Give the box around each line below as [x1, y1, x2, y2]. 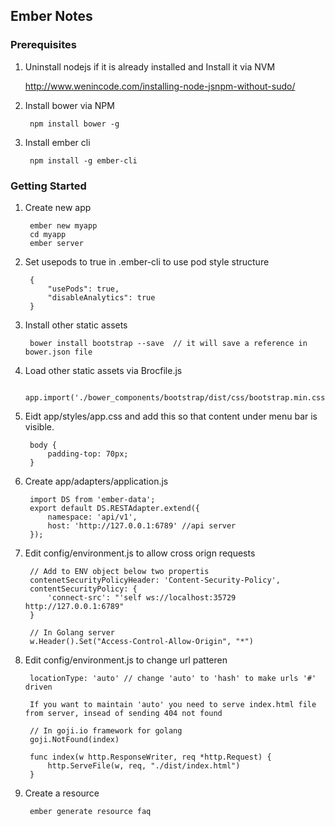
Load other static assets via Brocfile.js [24, 364, 183, 376]
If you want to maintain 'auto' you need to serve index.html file [29, 699, 317, 709]
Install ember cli [24, 136, 91, 148]
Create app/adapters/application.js [24, 475, 169, 487]
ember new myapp [29, 220, 98, 231]
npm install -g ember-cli [29, 155, 138, 166]
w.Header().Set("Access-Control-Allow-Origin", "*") [29, 636, 254, 646]
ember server [29, 238, 84, 248]
